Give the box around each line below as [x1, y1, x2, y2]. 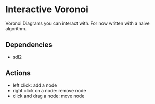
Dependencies [5, 41, 53, 49]
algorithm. [5, 25, 27, 31]
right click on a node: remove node [12, 87, 86, 93]
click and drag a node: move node [12, 93, 85, 99]
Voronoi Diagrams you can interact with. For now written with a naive [5, 20, 150, 26]
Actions [5, 68, 31, 77]
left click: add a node [12, 82, 57, 88]
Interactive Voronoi [5, 4, 88, 15]
